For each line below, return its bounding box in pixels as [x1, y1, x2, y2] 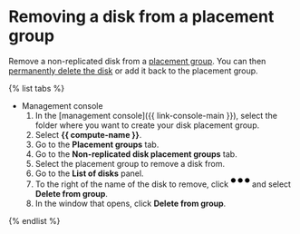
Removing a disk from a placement [8, 6, 275, 27]
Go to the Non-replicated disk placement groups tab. [34, 148, 237, 160]
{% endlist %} [8, 215, 61, 226]
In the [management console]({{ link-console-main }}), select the [34, 110, 278, 121]
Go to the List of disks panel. [34, 168, 144, 179]
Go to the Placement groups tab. [34, 139, 160, 150]
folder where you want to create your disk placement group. [34, 120, 260, 131]
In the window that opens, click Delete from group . [34, 198, 227, 209]
